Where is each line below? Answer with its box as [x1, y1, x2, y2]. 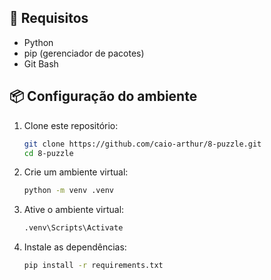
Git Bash [23, 57, 59, 70]
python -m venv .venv [23, 186, 114, 196]
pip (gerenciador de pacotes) [23, 47, 145, 59]
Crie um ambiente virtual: [23, 166, 129, 178]
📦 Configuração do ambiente [9, 88, 198, 105]
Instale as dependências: [23, 241, 127, 253]
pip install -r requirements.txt [23, 261, 164, 271]
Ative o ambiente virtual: [23, 204, 125, 216]
